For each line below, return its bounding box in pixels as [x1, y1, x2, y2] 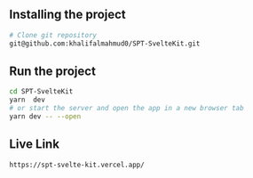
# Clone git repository [9, 30, 98, 39]
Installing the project [9, 7, 126, 22]
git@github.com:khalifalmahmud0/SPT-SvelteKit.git [9, 39, 201, 48]
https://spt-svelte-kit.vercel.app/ [9, 160, 145, 169]
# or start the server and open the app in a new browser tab [9, 104, 244, 113]
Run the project [9, 63, 96, 78]
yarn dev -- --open [9, 112, 82, 121]
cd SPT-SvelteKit [9, 87, 74, 96]
